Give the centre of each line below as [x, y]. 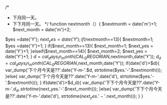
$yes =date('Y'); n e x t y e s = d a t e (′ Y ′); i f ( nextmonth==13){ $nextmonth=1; [79, 40]
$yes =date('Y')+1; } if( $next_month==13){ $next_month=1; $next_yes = [79, 46]
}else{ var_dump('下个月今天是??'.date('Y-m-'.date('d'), [62, 76]
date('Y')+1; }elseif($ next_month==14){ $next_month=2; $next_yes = [76, 51]
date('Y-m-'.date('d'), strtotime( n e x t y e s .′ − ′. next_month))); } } [80, 96]
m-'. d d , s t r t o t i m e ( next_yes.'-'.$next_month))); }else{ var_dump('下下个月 [79, 90]
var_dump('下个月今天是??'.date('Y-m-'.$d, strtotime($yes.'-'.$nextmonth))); [83, 70]
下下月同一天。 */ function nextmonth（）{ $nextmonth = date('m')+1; [85, 24]
